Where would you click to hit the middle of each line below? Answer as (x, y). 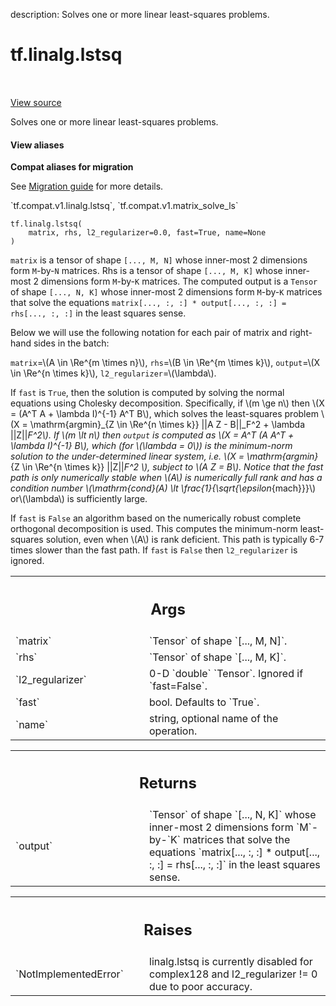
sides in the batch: (71, 343)
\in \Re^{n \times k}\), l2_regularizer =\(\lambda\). (113, 373)
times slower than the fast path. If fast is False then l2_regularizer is (154, 550)
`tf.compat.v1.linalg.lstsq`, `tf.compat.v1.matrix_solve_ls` (124, 206)
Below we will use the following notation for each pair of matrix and (149, 333)
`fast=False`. (178, 686)
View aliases (37, 145)
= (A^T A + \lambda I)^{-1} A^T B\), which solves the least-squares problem (164, 414)
